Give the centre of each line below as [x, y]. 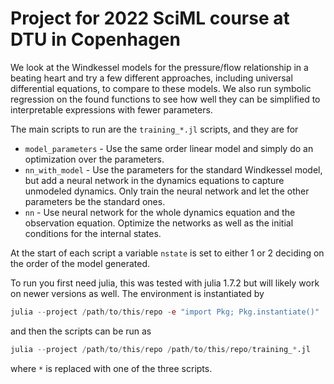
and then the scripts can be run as [81, 331]
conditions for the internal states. [93, 233]
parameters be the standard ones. [95, 201]
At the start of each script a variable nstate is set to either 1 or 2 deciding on [167, 253]
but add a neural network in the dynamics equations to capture [154, 180]
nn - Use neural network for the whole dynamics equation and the [160, 212]
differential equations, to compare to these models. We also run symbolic [161, 88]
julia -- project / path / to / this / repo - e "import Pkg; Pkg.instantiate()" [165, 312]
